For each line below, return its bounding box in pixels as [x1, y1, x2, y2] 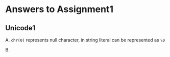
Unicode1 [5, 24, 36, 32]
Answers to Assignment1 [5, 4, 114, 15]
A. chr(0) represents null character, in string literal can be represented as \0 [5, 37, 165, 43]
